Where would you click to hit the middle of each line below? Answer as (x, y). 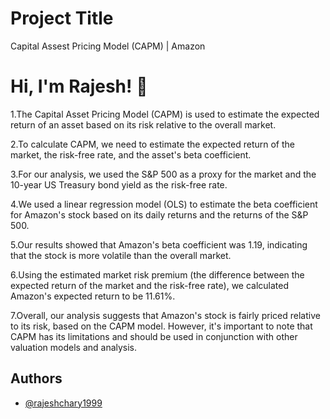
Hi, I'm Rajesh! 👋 (79, 86)
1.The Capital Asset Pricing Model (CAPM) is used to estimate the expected (165, 114)
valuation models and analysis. (74, 347)
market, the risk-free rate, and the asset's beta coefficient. (131, 154)
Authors (36, 378)
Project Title (62, 18)
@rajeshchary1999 (63, 403)
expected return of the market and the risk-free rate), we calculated (150, 285)
